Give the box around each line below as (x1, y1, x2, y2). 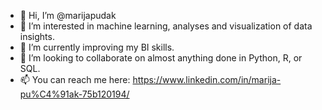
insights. (19, 31, 55, 42)
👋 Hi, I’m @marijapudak (19, 10, 117, 21)
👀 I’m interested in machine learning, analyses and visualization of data (19, 20, 313, 32)
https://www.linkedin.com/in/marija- (132, 74, 282, 85)
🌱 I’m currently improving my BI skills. (19, 41, 175, 53)
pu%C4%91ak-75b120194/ (19, 88, 130, 100)
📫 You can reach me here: (19, 74, 131, 85)
